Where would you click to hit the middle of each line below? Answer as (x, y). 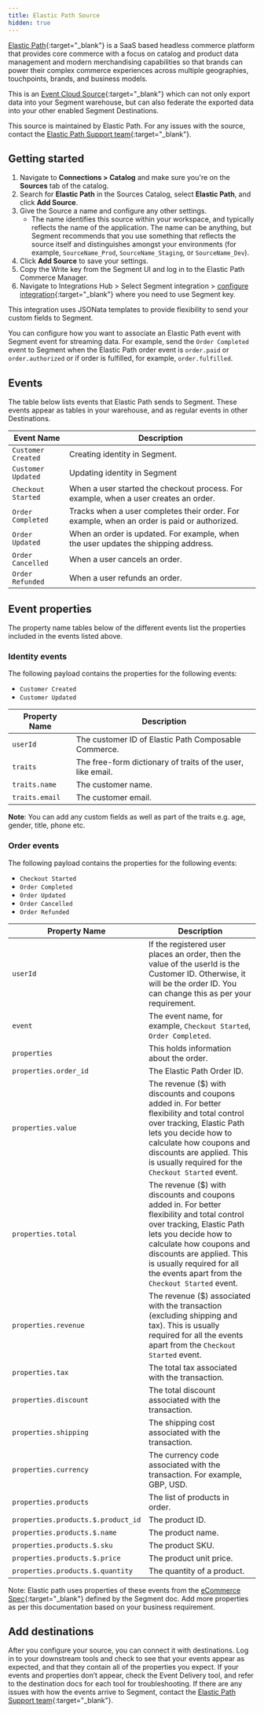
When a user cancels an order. (126, 559)
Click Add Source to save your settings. (84, 261)
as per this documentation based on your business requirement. (112, 1607)
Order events (34, 845)
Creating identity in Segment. (123, 454)
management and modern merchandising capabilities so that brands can (126, 62)
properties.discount (50, 1400)
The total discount (182, 1390)
